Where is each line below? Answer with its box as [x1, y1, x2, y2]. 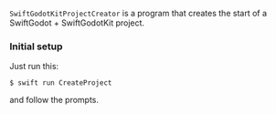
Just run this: [9, 61, 59, 72]
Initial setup [9, 40, 63, 53]
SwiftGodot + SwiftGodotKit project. [9, 17, 144, 28]
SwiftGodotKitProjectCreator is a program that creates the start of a [9, 8, 268, 18]
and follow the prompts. [9, 95, 99, 106]
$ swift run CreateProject [9, 78, 112, 88]
